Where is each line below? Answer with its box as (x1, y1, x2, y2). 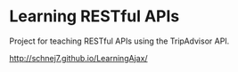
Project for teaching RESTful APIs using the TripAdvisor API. (9, 36, 230, 46)
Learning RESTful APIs (9, 6, 180, 27)
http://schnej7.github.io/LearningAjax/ (9, 52, 149, 63)
